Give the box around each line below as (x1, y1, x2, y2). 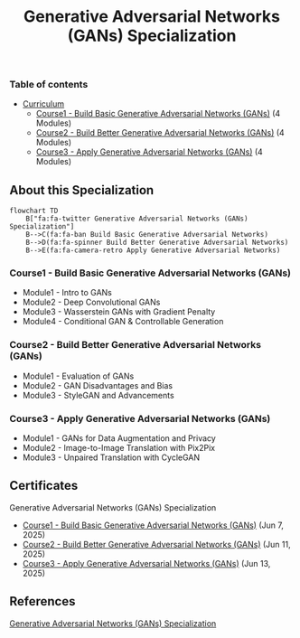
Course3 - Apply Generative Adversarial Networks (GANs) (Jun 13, (22, 558, 271, 568)
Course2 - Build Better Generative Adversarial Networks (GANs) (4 (35, 127, 285, 138)
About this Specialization (9, 183, 155, 198)
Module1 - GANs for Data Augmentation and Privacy (22, 432, 217, 444)
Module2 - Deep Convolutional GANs (22, 296, 161, 308)
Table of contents (9, 78, 89, 90)
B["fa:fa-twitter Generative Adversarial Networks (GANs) (25, 214, 248, 223)
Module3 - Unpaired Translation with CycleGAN (22, 452, 201, 463)
